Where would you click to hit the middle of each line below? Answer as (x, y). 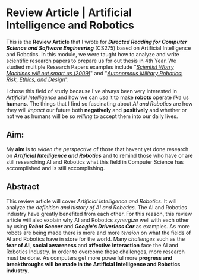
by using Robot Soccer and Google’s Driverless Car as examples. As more (98, 226)
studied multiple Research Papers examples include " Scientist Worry (90, 67)
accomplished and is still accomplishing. (56, 168)
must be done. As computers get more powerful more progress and (89, 257)
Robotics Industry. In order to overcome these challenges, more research (96, 252)
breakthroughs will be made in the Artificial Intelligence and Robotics (93, 264)
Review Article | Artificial (69, 13)
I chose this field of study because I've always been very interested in (91, 91)
